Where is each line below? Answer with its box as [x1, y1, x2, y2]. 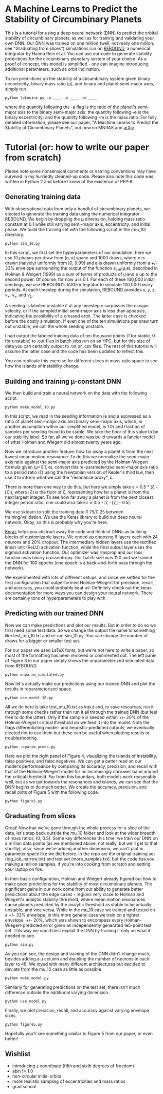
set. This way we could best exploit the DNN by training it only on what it [5, 927, 151, 933]
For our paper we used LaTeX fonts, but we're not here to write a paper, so [5, 647, 155, 653]
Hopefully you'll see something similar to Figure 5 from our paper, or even [5, 1030, 153, 1036]
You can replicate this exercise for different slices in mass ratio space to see [5, 358, 158, 364]
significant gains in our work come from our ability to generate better [5, 886, 144, 892]
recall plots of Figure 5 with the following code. [5, 789, 99, 795]
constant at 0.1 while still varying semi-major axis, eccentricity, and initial [5, 221, 151, 227]
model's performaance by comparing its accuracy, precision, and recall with [5, 763, 158, 769]
